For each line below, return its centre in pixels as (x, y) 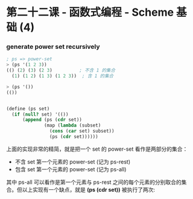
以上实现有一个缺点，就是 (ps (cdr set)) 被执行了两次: (89, 189)
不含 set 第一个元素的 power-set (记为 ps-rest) (73, 162)
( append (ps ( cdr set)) (52, 120)
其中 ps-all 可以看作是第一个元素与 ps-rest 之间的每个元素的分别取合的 (94, 182)
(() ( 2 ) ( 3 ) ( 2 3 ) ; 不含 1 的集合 (61, 71)
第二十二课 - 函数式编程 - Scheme (90, 12)
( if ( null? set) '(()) (40, 114)
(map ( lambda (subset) (73, 125)
